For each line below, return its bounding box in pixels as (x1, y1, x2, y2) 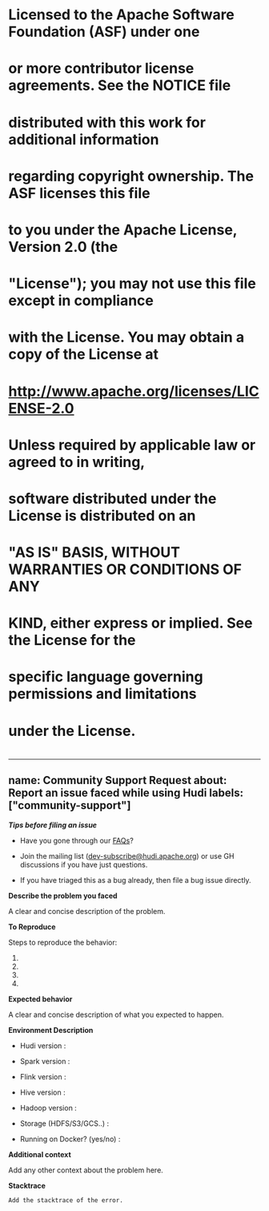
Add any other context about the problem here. (8, 1165, 164, 1175)
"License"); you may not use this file (8, 274, 256, 293)
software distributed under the (8, 490, 217, 507)
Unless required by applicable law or (8, 436, 256, 454)
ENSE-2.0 (8, 399, 74, 417)
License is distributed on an (8, 506, 196, 525)
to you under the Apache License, (8, 221, 238, 238)
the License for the (8, 632, 136, 649)
